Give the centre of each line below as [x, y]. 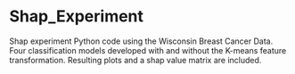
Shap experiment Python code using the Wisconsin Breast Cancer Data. [141, 41]
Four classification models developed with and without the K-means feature [148, 50]
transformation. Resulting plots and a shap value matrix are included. [135, 60]
